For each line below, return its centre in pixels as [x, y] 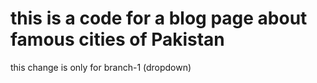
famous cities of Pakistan [117, 39]
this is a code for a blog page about [159, 18]
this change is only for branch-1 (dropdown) [101, 67]
